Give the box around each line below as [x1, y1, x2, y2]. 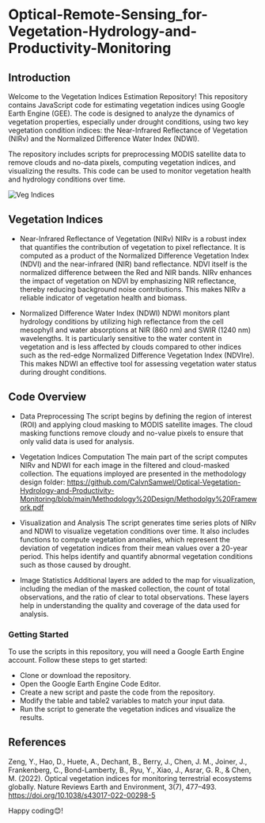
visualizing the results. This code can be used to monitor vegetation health [8, 167, 252, 175]
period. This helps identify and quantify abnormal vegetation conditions [19, 551, 253, 561]
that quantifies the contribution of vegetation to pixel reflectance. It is [19, 242, 246, 251]
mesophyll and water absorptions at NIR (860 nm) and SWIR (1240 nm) [19, 325, 252, 335]
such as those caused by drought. [19, 560, 131, 569]
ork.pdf [19, 502, 44, 512]
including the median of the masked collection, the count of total [19, 584, 230, 593]
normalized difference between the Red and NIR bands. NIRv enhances [19, 267, 252, 277]
